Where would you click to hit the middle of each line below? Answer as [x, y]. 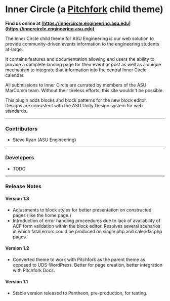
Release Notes [24, 187]
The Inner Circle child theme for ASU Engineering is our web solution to [80, 38]
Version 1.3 [17, 199]
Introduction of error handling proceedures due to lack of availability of [87, 221]
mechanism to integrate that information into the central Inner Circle [76, 70]
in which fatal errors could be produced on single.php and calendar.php [87, 231]
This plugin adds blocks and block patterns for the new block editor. [76, 100]
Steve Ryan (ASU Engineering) [44, 140]
